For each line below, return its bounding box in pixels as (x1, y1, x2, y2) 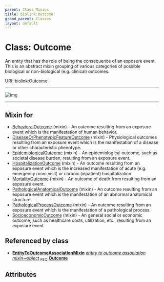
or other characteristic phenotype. (12, 145, 82, 150)
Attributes (5, 270, 37, 279)
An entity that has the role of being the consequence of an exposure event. (5, 58, 156, 64)
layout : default (5, 21, 38, 26)
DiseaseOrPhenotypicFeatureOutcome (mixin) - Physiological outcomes (12, 134, 157, 140)
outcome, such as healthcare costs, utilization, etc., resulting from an (12, 217, 151, 223)
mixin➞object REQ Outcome (12, 255, 68, 262)
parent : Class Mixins (5, 7, 49, 12)
